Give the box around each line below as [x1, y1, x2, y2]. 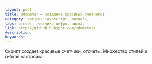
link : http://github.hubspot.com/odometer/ [5, 26, 96, 31]
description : [5, 30, 32, 35]
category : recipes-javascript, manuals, [5, 16, 90, 21]
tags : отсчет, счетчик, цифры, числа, [5, 21, 85, 26]
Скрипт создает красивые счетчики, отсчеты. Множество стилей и [5, 48, 147, 54]
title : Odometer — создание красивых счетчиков [5, 12, 105, 17]
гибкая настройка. [5, 53, 44, 59]
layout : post [5, 7, 32, 12]
